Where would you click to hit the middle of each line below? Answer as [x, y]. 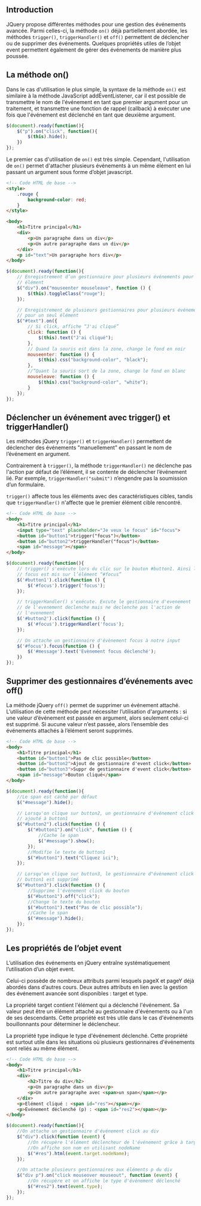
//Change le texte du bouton [64, 902]
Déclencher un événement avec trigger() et [88, 417]
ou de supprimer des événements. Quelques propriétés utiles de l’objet [94, 43]
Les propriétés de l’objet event [64, 948]
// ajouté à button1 [42, 819]
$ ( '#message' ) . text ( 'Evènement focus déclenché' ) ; [92, 651]
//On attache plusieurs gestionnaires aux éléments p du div [95, 1170]
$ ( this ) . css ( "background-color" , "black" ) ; [93, 360]
